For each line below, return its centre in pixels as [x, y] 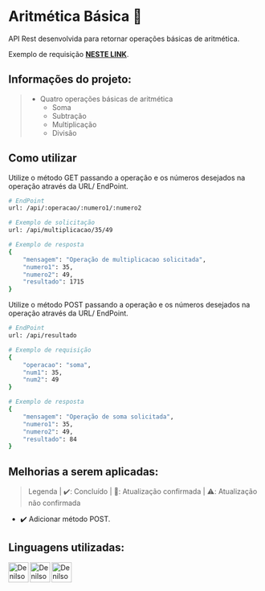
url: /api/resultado [43, 336]
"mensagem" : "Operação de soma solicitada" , [98, 417]
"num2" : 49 [41, 380]
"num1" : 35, [43, 373]
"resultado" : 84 [50, 439]
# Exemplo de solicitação [51, 223]
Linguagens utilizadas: [67, 547]
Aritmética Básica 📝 [75, 16]
